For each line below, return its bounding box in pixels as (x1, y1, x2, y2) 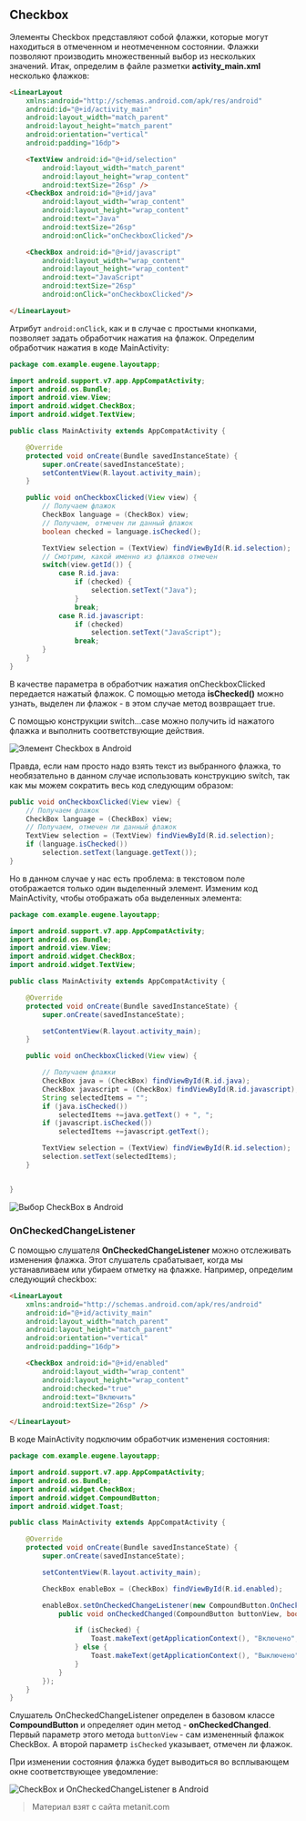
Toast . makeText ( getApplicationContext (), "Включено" (90, 1634, 296, 1643)
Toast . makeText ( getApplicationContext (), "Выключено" (90, 1652, 300, 1661)
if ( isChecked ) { (74, 1625, 141, 1635)
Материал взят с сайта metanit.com (31, 1802, 170, 1813)
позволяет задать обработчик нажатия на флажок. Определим (9, 332, 255, 343)
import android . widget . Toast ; (9, 1501, 125, 1511)
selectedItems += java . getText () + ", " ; (57, 1110, 214, 1119)
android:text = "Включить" (42, 1392, 137, 1401)
